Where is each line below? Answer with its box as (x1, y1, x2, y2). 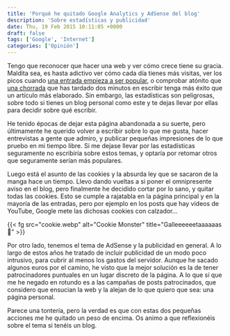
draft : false (7, 29, 45, 37)
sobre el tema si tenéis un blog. (7, 321, 97, 329)
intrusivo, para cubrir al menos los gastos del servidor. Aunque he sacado (7, 256, 219, 264)
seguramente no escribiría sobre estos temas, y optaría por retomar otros (7, 149, 217, 157)
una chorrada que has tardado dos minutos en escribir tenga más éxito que (7, 84, 223, 92)
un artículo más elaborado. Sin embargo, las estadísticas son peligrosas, (7, 91, 215, 99)
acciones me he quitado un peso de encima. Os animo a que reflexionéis (7, 314, 215, 322)
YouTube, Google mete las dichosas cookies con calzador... (7, 207, 178, 215)
